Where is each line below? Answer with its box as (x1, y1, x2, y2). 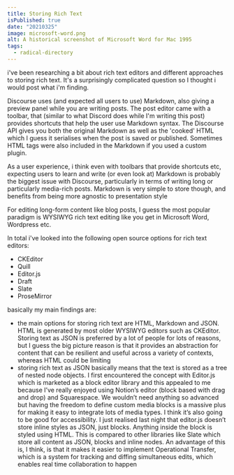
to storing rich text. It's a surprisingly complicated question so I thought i (7, 75, 217, 84)
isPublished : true (7, 17, 61, 24)
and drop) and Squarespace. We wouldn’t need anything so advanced (17, 393, 219, 402)
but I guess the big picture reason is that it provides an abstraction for (17, 341, 219, 349)
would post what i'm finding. (7, 83, 89, 92)
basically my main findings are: (7, 305, 96, 314)
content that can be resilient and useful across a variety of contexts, (17, 349, 214, 357)
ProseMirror (17, 291, 52, 300)
